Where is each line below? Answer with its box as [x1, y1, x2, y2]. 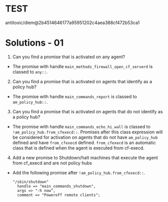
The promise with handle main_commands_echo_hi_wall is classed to [12, 123, 150, 129]
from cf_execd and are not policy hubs [12, 160, 92, 166]
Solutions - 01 [5, 37, 64, 49]
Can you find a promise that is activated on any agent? [12, 54, 125, 60]
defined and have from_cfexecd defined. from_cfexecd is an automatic [12, 139, 156, 145]
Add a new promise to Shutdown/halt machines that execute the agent [12, 154, 158, 160]
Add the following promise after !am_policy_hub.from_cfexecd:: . [12, 169, 145, 175]
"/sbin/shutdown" [12, 179, 49, 184]
